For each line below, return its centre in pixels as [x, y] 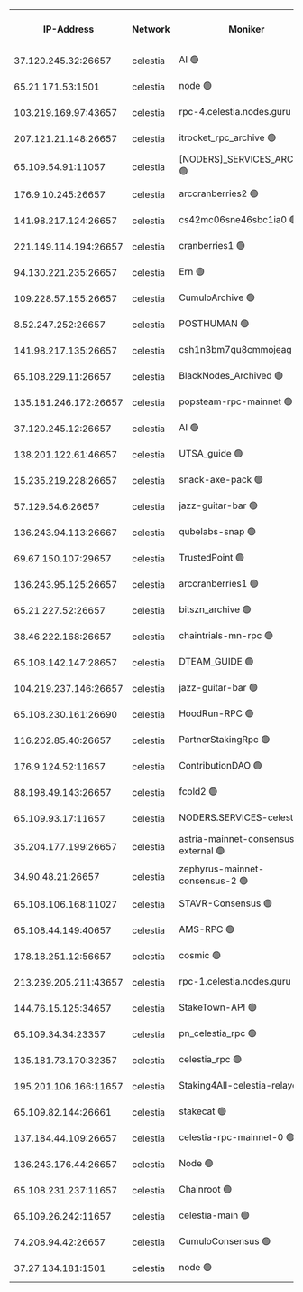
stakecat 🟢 [203, 1111]
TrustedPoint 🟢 [212, 557]
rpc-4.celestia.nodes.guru [235, 111]
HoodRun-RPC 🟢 [216, 713]
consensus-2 [208, 881]
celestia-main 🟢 [214, 1215]
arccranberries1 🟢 [219, 583]
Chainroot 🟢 [206, 1189]
